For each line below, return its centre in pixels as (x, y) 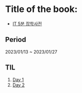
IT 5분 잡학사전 (27, 23)
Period (16, 40)
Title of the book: (41, 9)
